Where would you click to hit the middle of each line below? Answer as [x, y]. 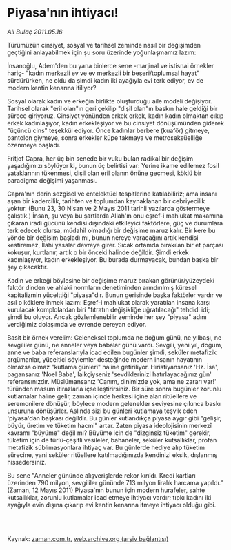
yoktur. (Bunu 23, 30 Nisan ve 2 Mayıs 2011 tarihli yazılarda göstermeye [109, 208]
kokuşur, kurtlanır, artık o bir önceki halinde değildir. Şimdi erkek [98, 252]
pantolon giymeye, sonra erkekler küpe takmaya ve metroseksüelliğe [105, 137]
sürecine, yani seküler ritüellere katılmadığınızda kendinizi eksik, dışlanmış [112, 455]
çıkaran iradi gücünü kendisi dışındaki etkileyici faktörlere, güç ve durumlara [115, 223]
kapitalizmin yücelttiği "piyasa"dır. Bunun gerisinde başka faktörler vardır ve [115, 295]
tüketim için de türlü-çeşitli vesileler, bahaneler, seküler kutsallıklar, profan [112, 440]
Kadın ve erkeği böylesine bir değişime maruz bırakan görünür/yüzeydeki [111, 280]
